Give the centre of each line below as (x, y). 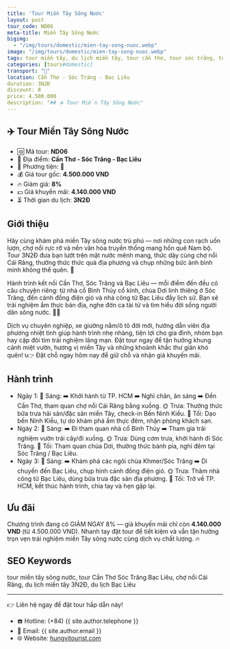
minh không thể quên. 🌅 (41, 270)
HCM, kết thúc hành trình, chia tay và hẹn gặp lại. (87, 486)
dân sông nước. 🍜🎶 (34, 312)
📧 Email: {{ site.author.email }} (59, 630)
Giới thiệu (28, 224)
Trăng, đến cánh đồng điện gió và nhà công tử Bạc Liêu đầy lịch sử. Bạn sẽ (113, 297)
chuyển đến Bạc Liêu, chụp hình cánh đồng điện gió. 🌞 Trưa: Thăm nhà (118, 471)
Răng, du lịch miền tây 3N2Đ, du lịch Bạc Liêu (72, 585)
